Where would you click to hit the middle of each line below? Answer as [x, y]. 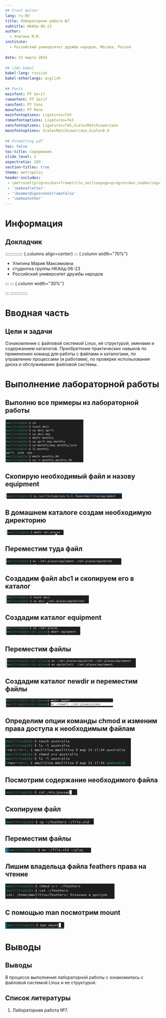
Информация [34, 224]
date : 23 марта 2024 [26, 57]
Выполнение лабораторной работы [82, 384]
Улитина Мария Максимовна [43, 264]
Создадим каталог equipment [53, 617]
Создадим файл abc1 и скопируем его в [70, 578]
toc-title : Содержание [28, 152]
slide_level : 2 [21, 157]
